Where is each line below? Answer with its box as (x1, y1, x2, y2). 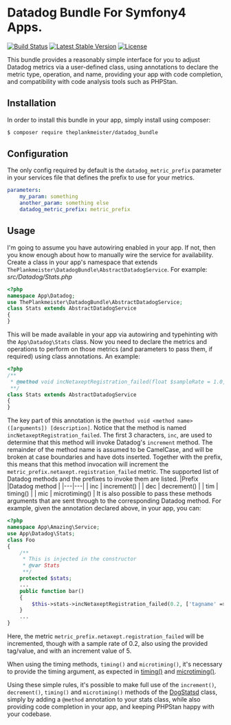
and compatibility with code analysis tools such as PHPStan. (7, 77, 178, 85)
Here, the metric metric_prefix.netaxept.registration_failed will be (7, 632, 204, 640)
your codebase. (7, 710, 52, 718)
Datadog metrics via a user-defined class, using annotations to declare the (7, 63, 219, 71)
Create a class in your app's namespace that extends (7, 258, 158, 266)
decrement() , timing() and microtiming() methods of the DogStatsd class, (7, 688, 218, 696)
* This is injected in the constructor (22, 556, 137, 563)
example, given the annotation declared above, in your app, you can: (7, 504, 201, 512)
